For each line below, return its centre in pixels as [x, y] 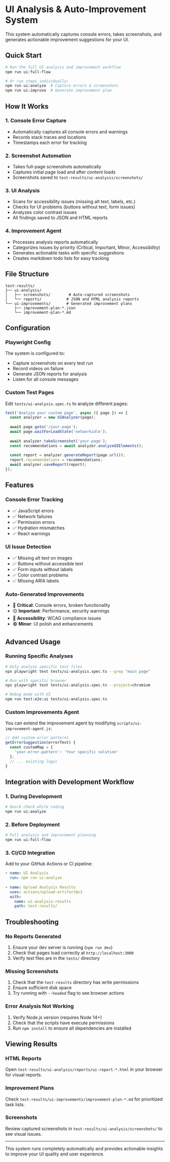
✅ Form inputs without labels [43, 569]
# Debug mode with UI [28, 695]
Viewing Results [31, 1044]
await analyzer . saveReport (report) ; [48, 465]
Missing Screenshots [32, 971]
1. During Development [34, 796]
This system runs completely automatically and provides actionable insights [84, 1148]
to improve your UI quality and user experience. [55, 1154]
